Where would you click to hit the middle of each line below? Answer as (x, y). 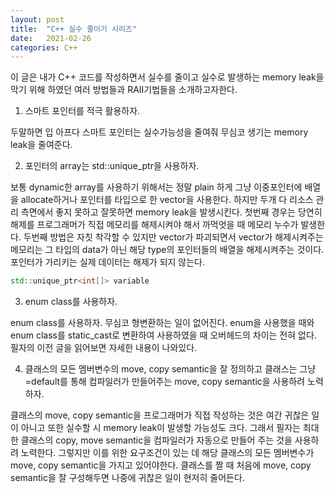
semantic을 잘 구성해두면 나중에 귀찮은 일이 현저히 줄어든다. (127, 478)
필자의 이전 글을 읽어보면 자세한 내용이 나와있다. (104, 348)
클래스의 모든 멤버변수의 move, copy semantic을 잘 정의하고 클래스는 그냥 (170, 369)
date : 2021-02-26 (51, 38)
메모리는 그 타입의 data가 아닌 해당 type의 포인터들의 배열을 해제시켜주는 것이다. (167, 250)
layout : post (37, 19)
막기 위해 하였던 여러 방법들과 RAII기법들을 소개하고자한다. (124, 90)
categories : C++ (44, 47)
